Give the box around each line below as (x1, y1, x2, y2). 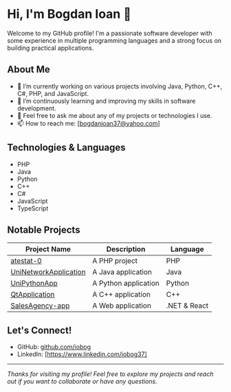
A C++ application (92, 290, 151, 300)
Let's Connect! (7, 324, 72, 336)
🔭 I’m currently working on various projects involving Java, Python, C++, (16, 82, 223, 90)
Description (106, 244, 146, 254)
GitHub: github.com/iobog (16, 343, 91, 351)
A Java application (92, 267, 153, 277)
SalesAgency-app (10, 301, 70, 311)
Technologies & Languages (7, 141, 126, 154)
